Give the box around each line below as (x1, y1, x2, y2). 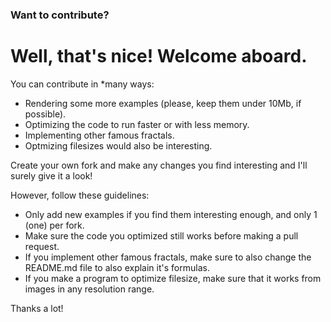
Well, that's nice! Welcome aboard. (10, 45, 308, 68)
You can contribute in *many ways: (10, 78, 155, 90)
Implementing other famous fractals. (24, 129, 175, 141)
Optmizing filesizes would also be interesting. (24, 139, 213, 152)
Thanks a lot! (10, 302, 64, 314)
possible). (24, 108, 67, 120)
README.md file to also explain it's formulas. (24, 261, 210, 273)
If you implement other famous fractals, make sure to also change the (24, 251, 312, 263)
